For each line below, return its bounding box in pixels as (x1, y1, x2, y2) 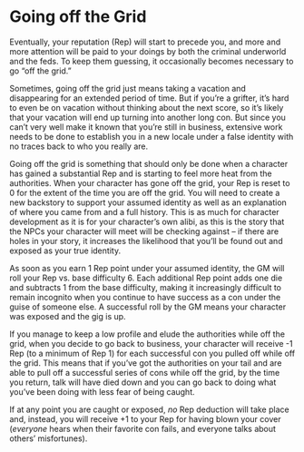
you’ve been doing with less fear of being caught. (9, 386, 195, 397)
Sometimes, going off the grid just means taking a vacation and (9, 83, 247, 93)
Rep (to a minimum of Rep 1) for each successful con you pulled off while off (9, 348, 296, 359)
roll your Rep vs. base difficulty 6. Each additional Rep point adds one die (9, 272, 283, 283)
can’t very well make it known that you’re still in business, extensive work (9, 121, 283, 133)
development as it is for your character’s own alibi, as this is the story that (9, 216, 285, 227)
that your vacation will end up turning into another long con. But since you (9, 112, 286, 123)
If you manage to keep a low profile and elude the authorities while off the (9, 329, 286, 339)
